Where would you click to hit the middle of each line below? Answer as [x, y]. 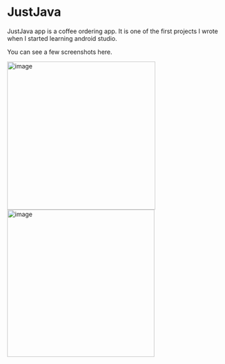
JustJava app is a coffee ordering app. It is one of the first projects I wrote [113, 31]
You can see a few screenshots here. [60, 52]
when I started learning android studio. [62, 38]
